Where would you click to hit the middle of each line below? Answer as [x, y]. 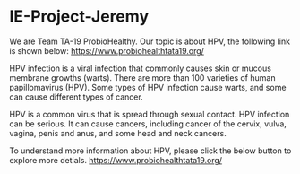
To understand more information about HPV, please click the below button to [150, 151]
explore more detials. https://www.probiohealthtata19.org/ [116, 160]
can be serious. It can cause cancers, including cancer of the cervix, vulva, [148, 124]
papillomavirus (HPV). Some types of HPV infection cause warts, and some [148, 87]
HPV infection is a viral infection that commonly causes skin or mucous [140, 68]
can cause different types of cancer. [76, 97]
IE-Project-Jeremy [79, 17]
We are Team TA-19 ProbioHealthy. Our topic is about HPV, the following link [150, 41]
